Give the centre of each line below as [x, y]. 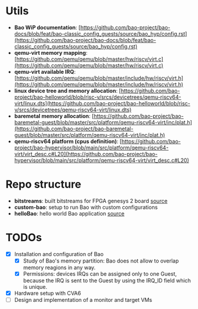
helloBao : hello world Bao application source [69, 213]
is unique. [35, 287]
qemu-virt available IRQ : [45, 71]
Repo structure [44, 184]
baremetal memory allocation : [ [54, 116]
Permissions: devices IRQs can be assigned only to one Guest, [100, 274]
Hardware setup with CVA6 [47, 293]
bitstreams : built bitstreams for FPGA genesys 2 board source [91, 201]
